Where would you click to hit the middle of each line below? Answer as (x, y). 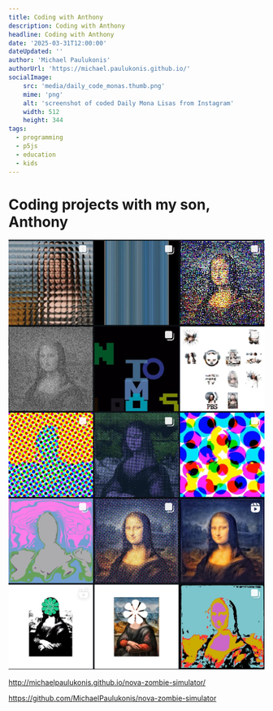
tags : (17, 129)
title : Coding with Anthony (56, 17)
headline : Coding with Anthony (61, 34)
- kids (27, 163)
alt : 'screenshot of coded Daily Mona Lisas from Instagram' (128, 103)
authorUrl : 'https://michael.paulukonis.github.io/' (100, 69)
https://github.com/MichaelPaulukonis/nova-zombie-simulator (113, 698)
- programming (39, 138)
